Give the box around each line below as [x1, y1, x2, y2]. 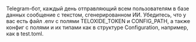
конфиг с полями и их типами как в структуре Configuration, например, [6, 24, 189, 31]
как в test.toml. [6, 30, 43, 37]
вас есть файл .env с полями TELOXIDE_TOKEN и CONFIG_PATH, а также [6, 18, 191, 24]
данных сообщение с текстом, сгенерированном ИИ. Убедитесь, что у [6, 11, 186, 18]
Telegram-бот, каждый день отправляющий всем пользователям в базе [6, 5, 189, 12]
